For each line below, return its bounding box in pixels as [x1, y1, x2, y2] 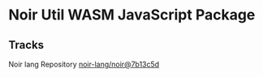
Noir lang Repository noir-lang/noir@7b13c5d [8, 59, 160, 69]
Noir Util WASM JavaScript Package [8, 6, 256, 24]
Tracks [8, 38, 45, 52]
